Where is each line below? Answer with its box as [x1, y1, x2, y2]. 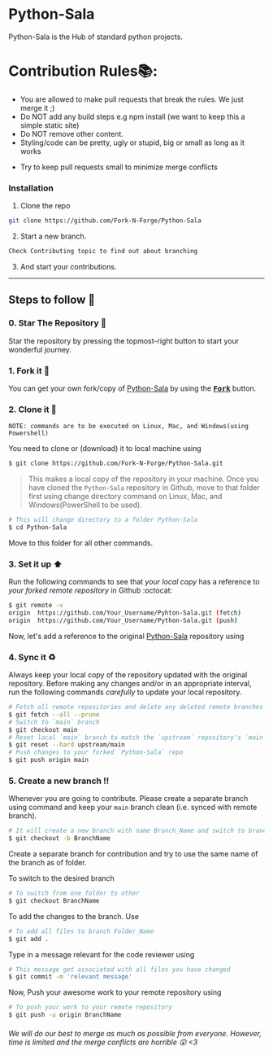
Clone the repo [19, 201, 71, 211]
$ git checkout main [8, 725, 79, 733]
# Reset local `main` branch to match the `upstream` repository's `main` [8, 733, 267, 742]
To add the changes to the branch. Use [8, 911, 140, 921]
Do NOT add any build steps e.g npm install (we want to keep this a [19, 112, 245, 121]
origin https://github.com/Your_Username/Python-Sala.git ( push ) [8, 616, 238, 624]
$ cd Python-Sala [8, 523, 67, 532]
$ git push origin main [8, 756, 89, 764]
